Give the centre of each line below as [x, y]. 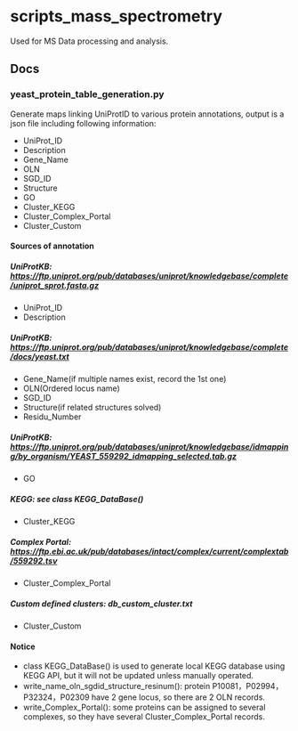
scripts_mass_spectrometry [117, 16]
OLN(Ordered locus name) [72, 388]
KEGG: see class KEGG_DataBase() [77, 499]
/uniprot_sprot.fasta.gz [55, 285]
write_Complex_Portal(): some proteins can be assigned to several [144, 707]
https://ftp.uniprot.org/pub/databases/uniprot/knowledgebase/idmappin [149, 446]
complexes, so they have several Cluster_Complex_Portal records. [144, 717]
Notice [23, 646]
